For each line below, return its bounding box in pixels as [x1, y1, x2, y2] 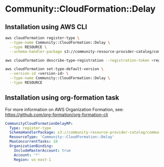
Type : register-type [9, 125, 51, 131]
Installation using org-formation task [5, 94, 120, 102]
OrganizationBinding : [9, 144, 54, 149]
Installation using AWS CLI [5, 23, 87, 31]
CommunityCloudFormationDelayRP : [5, 121, 73, 126]
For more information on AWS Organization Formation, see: [5, 106, 124, 112]
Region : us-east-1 [14, 157, 51, 162]
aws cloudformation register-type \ [5, 35, 80, 40]
